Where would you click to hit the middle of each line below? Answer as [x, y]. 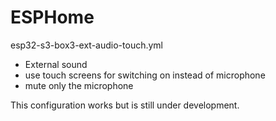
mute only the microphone [79, 85]
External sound [56, 64]
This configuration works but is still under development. [125, 105]
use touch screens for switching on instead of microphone [145, 75]
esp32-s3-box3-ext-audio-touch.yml [87, 45]
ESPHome [52, 17]
